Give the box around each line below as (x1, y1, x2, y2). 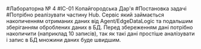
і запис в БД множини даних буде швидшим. (6, 37, 121, 43)
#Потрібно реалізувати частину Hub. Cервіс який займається (6, 11, 164, 18)
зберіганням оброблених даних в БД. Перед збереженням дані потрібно (6, 24, 193, 31)
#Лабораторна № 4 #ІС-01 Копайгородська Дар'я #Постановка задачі (6, 5, 187, 12)
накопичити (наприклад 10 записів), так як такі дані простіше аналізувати (6, 30, 195, 37)
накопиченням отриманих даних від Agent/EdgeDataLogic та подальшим (6, 18, 193, 24)
